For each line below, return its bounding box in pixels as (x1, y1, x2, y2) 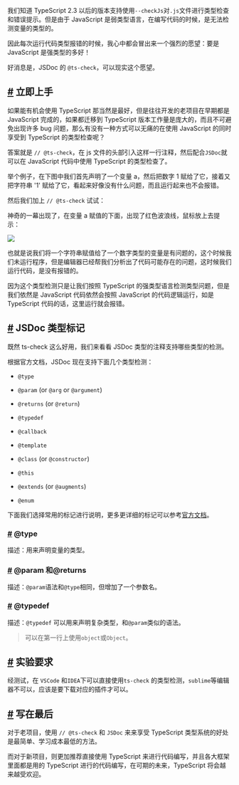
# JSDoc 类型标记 (7, 322, 85, 334)
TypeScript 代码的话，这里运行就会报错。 (7, 299, 129, 307)
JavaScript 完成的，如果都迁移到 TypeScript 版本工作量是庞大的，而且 (7, 115, 213, 123)
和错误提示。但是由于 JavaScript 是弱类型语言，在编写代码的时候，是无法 (7, 15, 223, 23)
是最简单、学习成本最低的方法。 (7, 737, 101, 746)
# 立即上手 (7, 86, 53, 98)
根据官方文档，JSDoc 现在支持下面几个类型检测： (7, 357, 154, 366)
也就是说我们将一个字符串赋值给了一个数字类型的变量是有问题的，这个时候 (7, 248, 225, 257)
